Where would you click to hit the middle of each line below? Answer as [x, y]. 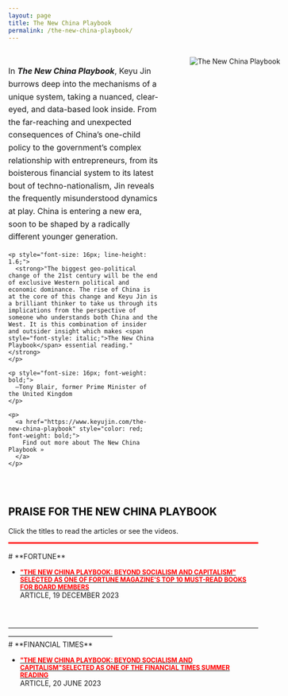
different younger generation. [63, 237]
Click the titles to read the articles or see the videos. [93, 531]
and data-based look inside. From [94, 110]
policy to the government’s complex [75, 147]
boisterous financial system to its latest [81, 173]
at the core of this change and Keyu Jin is [83, 296]
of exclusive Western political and [69, 282]
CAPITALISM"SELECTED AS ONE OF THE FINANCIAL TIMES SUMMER [125, 668]
